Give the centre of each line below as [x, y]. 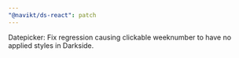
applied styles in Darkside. [51, 45]
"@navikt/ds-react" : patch [52, 15]
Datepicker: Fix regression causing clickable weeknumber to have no [120, 37]
